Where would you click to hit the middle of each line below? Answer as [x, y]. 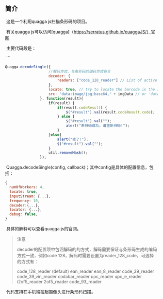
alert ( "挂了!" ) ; [73, 139]
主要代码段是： [21, 48]
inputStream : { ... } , [30, 196]
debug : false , [24, 214]
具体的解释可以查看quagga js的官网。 [44, 229]
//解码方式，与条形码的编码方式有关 [79, 71]
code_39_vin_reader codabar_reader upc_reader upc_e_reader [79, 277]
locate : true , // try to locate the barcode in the [102, 90]
